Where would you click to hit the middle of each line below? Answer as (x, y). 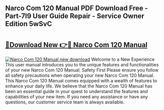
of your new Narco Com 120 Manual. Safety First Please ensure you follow (82, 70)
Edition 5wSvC (29, 24)
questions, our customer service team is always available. (65, 102)
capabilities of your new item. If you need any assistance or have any (76, 97)
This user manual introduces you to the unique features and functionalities (82, 65)
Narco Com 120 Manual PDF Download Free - (76, 8)
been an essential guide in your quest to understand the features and (76, 91)
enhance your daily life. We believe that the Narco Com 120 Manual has (79, 86)
